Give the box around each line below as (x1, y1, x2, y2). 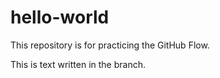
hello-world (10, 6, 110, 29)
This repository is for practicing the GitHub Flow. (10, 39, 210, 51)
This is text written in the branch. (10, 58, 146, 70)
